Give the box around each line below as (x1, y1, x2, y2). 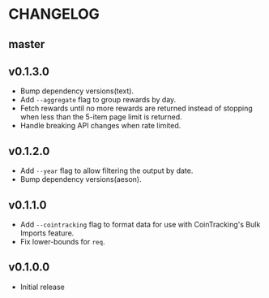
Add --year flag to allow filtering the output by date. (19, 166, 194, 175)
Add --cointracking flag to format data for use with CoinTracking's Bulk (19, 220, 261, 230)
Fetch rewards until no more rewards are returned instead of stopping (19, 103, 253, 114)
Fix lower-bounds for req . (19, 237, 105, 247)
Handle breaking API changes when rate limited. (19, 121, 181, 131)
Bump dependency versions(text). (19, 86, 134, 96)
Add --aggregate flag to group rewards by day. (19, 95, 177, 105)
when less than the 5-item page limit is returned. (19, 112, 182, 122)
